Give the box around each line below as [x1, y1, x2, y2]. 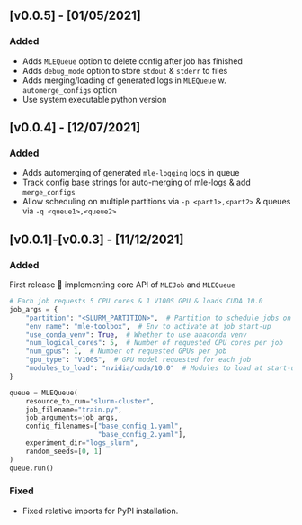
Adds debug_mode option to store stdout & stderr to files [22, 65, 228, 76]
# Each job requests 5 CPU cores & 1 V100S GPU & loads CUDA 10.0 [9, 297, 263, 306]
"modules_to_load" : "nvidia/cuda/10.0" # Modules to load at [25, 364, 263, 373]
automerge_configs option [22, 84, 118, 95]
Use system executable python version [22, 94, 167, 104]
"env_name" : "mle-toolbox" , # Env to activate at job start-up [25, 321, 271, 330]
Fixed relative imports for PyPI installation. [22, 505, 179, 516]
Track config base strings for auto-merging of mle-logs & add [22, 177, 252, 188]
